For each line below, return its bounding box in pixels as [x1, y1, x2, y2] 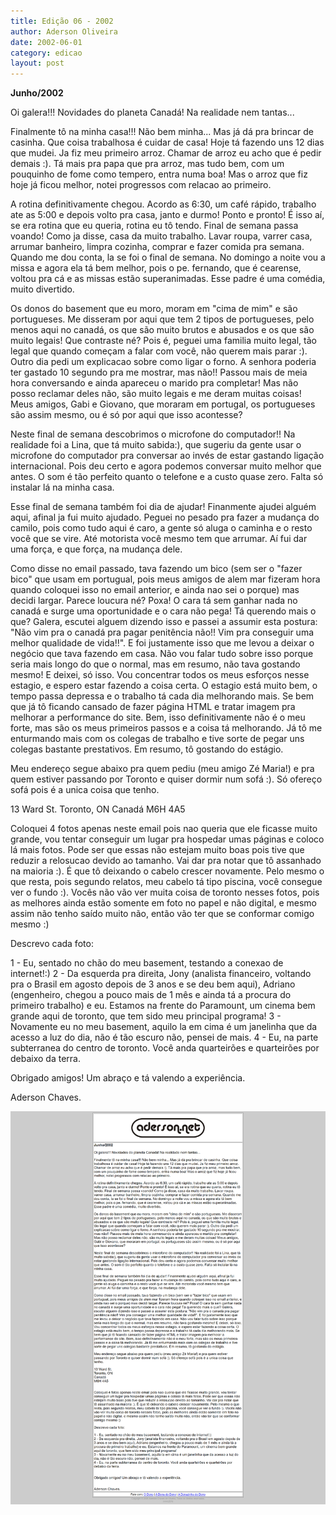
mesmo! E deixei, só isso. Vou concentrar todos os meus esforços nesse [10, 669, 310, 681]
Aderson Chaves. [10, 1091, 82, 1104]
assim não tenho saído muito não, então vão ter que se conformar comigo [10, 908, 315, 920]
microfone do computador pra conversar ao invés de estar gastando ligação [10, 450, 325, 462]
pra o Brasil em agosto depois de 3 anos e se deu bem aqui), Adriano [10, 978, 296, 990]
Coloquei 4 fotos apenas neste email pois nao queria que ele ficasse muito [10, 823, 318, 835]
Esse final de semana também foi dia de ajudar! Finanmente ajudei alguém [10, 501, 317, 513]
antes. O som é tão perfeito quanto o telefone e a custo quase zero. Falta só [10, 471, 324, 483]
